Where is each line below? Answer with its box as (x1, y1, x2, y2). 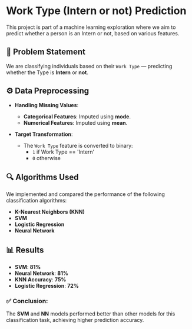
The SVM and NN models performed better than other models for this (6, 310, 176, 317)
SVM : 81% (14, 264, 41, 271)
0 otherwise (32, 154, 61, 161)
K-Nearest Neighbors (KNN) (14, 208, 85, 215)
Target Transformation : (14, 131, 73, 138)
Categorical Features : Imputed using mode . (23, 113, 131, 120)
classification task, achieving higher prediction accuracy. (6, 317, 144, 324)
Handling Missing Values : (14, 101, 79, 108)
